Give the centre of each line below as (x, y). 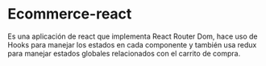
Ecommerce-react (70, 14)
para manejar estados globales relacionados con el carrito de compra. (124, 53)
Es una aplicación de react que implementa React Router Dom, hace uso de (133, 36)
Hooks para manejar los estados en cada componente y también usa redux (132, 44)
